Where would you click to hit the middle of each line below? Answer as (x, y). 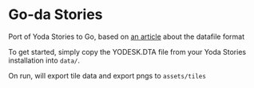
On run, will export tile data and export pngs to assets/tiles (107, 75)
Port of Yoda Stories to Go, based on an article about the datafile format (127, 36)
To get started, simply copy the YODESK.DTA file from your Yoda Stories (127, 52)
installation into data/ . (44, 60)
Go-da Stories (56, 15)
